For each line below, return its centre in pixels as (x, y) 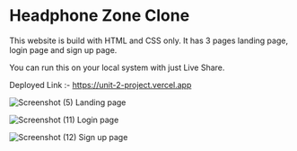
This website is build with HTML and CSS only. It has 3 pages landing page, (149, 40)
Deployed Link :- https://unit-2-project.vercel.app (100, 84)
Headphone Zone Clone (100, 16)
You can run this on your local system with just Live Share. (117, 67)
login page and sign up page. (63, 49)
